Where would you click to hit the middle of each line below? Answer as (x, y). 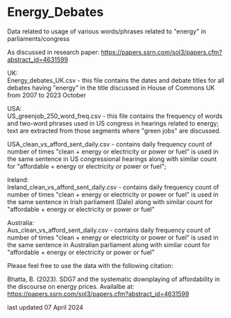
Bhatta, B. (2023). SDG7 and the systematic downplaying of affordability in (114, 279)
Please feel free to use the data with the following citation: (90, 265)
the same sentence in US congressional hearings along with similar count (112, 159)
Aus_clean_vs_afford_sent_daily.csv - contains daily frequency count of (109, 230)
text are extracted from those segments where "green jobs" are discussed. (114, 131)
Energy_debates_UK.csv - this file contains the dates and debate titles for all (116, 80)
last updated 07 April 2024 (45, 307)
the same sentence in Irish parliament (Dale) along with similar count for (110, 201)
